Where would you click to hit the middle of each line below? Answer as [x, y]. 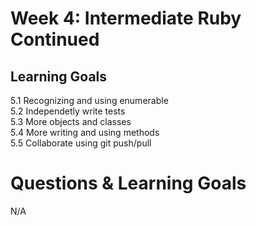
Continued [55, 39]
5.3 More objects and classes [71, 121]
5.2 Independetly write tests [68, 111]
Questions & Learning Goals [128, 183]
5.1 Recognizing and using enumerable [89, 100]
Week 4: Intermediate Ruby [126, 18]
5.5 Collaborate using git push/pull [81, 143]
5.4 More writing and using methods [85, 132]
